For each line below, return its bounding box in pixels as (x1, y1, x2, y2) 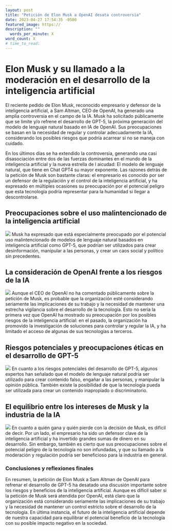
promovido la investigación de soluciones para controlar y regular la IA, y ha (5, 323, 166, 329)
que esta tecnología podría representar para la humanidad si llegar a (5, 188, 150, 194)
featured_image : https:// (5, 22, 61, 27)
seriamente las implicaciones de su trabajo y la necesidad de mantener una (5, 301, 165, 307)
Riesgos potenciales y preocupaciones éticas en (5, 343, 164, 352)
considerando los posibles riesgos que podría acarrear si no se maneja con (5, 135, 165, 141)
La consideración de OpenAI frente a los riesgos (5, 268, 163, 277)
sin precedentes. (5, 253, 41, 259)
